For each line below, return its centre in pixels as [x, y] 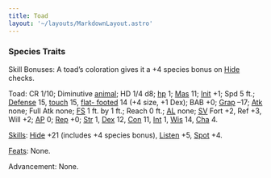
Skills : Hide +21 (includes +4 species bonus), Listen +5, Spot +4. [116, 135]
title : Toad [28, 16]
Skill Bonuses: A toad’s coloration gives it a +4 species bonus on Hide [124, 69]
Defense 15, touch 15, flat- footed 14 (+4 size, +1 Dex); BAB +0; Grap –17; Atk [135, 102]
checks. [21, 78]
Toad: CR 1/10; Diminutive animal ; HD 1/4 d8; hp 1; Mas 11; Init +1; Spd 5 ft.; [132, 93]
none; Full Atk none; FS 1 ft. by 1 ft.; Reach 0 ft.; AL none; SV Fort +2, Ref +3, [135, 111]
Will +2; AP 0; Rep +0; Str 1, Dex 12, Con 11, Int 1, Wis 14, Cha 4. [113, 119]
